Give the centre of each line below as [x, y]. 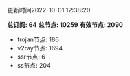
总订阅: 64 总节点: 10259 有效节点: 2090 [65, 25]
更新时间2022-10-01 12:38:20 [49, 10]
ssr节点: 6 [31, 57]
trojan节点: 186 [38, 39]
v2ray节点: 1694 [40, 48]
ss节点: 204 [34, 65]
